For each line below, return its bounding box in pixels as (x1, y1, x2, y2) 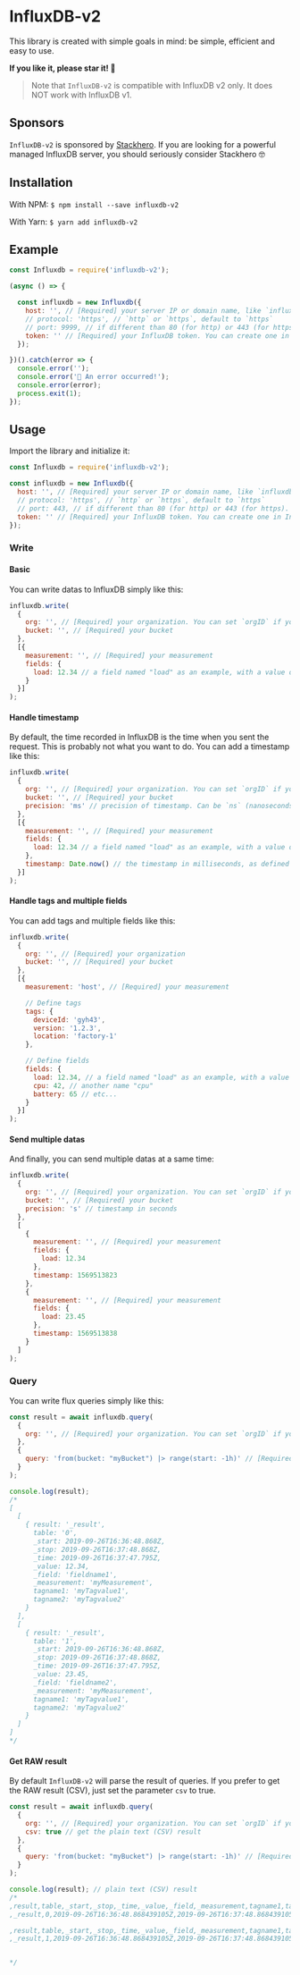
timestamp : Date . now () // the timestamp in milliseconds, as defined (25, 860, 290, 869)
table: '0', (32, 1529, 78, 1538)
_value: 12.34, (32, 1562, 90, 1571)
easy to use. (9, 45, 54, 55)
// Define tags (25, 999, 82, 1008)
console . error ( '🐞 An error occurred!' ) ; (17, 373, 170, 382)
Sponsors (9, 115, 64, 131)
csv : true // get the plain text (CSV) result (25, 1827, 202, 1836)
